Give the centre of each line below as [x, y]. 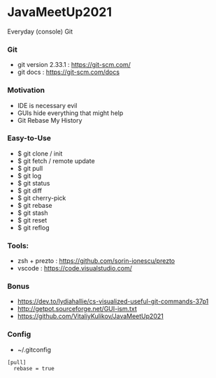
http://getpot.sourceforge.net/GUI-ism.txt [77, 309]
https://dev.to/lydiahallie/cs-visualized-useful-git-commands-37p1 [113, 301]
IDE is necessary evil [47, 105]
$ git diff [29, 190]
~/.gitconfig [34, 349]
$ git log [29, 176]
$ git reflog [33, 227]
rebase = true [34, 368]
